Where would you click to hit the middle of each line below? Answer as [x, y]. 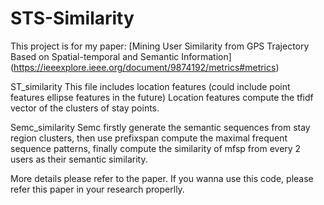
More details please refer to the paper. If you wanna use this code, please [162, 178]
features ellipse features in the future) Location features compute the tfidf [162, 97]
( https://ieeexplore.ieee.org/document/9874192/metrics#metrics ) [145, 67]
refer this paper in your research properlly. [97, 189]
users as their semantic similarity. [79, 159]
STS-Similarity [72, 18]
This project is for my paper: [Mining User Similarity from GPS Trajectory [160, 46]
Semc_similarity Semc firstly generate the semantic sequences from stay [160, 127]
